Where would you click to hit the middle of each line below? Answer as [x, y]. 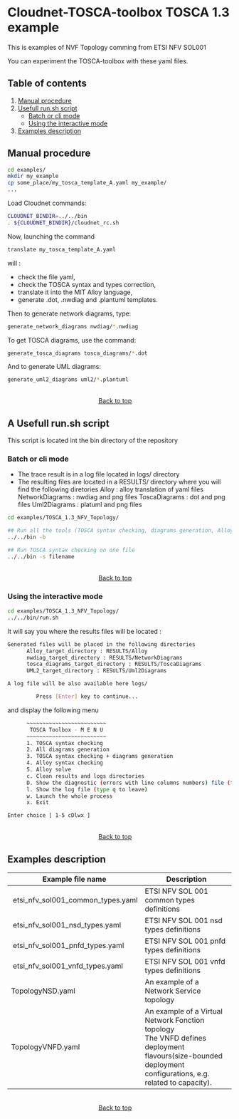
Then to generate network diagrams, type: [69, 313]
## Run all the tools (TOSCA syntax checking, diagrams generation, [111, 531]
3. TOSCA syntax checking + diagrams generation [100, 756]
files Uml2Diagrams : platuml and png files [80, 505]
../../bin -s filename [41, 556]
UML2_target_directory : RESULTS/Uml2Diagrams [96, 671]
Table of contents [47, 84]
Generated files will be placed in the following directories [101, 644]
